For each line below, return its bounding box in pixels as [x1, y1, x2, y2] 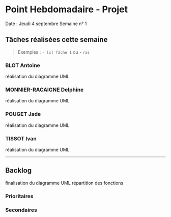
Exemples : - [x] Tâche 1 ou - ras [17, 49, 90, 55]
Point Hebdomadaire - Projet [5, 4, 128, 15]
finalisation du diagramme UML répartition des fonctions [5, 180, 124, 186]
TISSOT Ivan [5, 135, 37, 142]
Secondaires [5, 206, 37, 213]
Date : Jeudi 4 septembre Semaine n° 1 [5, 20, 87, 27]
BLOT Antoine [5, 61, 41, 69]
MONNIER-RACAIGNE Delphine [5, 86, 84, 93]
